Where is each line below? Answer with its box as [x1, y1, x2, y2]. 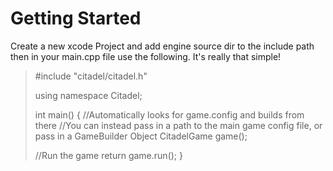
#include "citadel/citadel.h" [34, 70, 148, 82]
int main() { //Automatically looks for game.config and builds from [34, 108, 305, 121]
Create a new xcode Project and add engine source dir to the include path [10, 40, 315, 52]
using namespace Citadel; [34, 89, 143, 101]
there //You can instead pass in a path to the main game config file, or [34, 119, 323, 131]
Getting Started [10, 7, 142, 30]
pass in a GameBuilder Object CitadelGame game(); [34, 130, 248, 142]
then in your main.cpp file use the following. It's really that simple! [10, 50, 282, 62]
